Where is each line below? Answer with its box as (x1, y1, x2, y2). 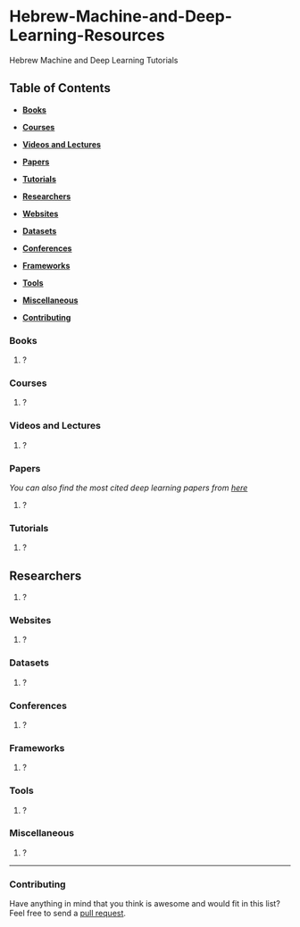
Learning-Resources (9, 25, 165, 46)
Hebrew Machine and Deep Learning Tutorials (9, 54, 179, 65)
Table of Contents (9, 80, 112, 96)
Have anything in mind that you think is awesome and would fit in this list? (9, 898, 281, 909)
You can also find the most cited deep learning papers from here (9, 482, 248, 493)
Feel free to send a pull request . (9, 908, 127, 919)
